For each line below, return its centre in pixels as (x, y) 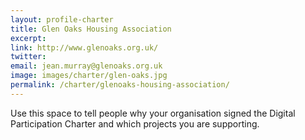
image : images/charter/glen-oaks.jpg (89, 76)
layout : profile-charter (62, 19)
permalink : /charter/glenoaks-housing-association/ (120, 85)
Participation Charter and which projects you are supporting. (135, 123)
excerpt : (28, 38)
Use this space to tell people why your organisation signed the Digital (153, 113)
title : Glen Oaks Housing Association (91, 29)
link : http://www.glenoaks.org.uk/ (84, 47)
